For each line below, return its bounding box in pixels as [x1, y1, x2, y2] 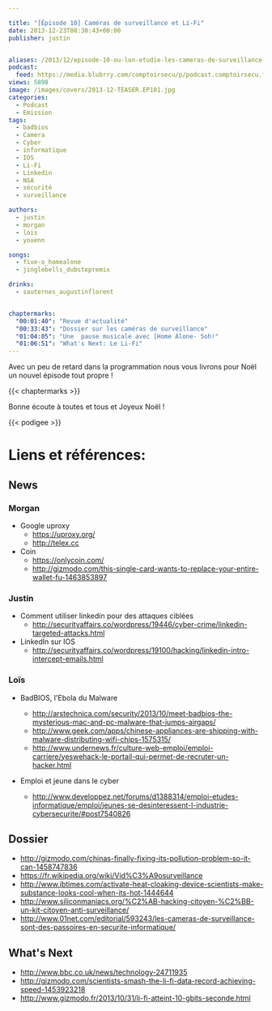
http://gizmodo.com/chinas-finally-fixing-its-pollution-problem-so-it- [19, 854, 251, 864]
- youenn [15, 236, 45, 244]
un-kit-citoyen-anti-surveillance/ [19, 905, 130, 915]
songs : [8, 250, 31, 259]
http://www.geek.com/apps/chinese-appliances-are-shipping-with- [32, 726, 259, 736]
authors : [8, 206, 38, 215]
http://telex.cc [32, 538, 79, 548]
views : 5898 [8, 79, 49, 87]
